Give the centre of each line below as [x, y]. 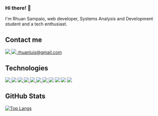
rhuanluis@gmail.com [39, 52]
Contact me [24, 40]
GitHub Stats [25, 96]
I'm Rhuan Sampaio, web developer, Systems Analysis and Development [79, 19]
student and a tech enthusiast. [36, 24]
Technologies [27, 68]
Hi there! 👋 [18, 8]
